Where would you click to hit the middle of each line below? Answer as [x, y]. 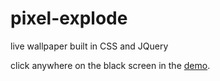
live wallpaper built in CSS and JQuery [89, 46]
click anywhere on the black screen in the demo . [110, 65]
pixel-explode [69, 18]
